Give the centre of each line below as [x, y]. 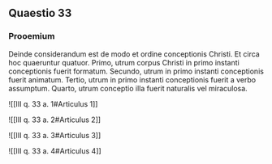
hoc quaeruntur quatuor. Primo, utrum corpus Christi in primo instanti [124, 62]
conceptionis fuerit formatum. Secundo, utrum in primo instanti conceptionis [136, 71]
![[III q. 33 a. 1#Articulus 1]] [53, 103]
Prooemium [32, 36]
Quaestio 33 [40, 13]
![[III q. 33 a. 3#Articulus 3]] [55, 135]
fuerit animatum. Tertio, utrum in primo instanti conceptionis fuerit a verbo [132, 79]
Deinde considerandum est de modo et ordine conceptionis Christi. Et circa [134, 54]
